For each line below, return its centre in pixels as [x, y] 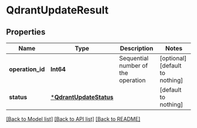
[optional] [173, 58]
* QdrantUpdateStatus [82, 97]
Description [137, 48]
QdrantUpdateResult [57, 10]
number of [134, 65]
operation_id [27, 69]
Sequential [134, 58]
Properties [26, 32]
